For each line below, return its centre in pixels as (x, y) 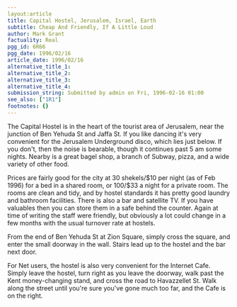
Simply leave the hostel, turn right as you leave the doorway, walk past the (116, 273)
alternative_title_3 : (39, 80)
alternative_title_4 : (39, 86)
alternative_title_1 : (39, 67)
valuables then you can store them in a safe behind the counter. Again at (113, 208)
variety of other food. (38, 164)
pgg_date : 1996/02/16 (39, 54)
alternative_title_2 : (39, 73)
